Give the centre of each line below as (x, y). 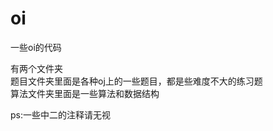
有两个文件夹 (36, 68)
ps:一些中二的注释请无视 (60, 114)
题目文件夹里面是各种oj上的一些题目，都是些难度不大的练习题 (136, 81)
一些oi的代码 (36, 47)
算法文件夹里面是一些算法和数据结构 (85, 93)
